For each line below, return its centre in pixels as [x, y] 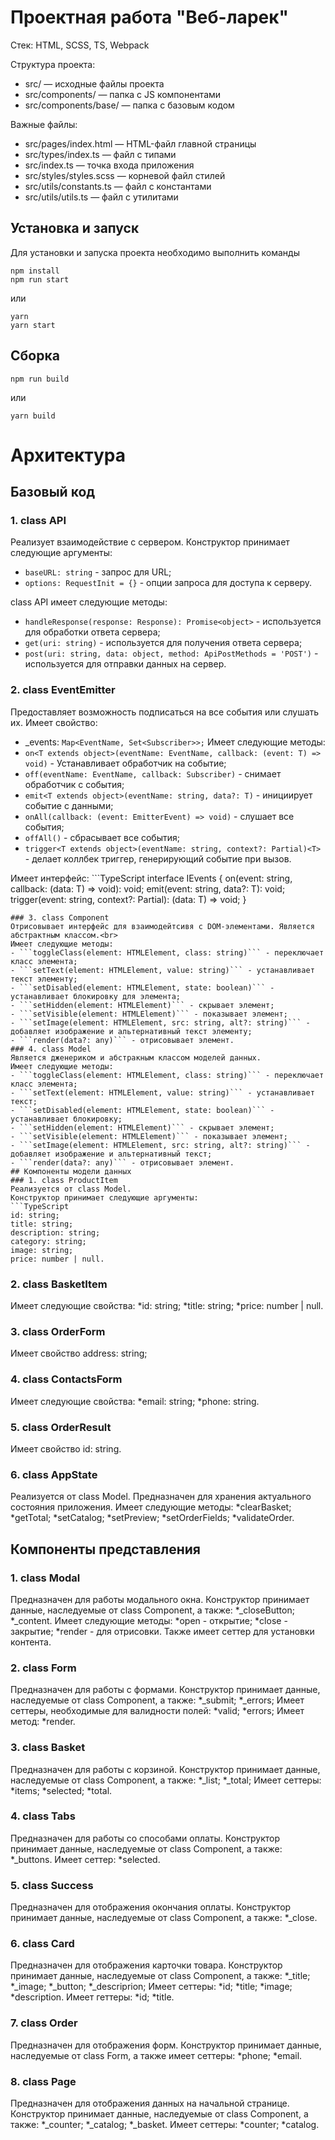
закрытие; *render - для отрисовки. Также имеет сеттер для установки [162, 1631]
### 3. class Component [60, 917]
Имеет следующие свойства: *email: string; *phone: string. [135, 1401]
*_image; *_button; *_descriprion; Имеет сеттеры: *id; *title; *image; [151, 1987]
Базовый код [53, 492]
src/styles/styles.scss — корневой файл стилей [125, 175]
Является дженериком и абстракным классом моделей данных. [136, 1057]
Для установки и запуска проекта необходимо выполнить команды [155, 252]
